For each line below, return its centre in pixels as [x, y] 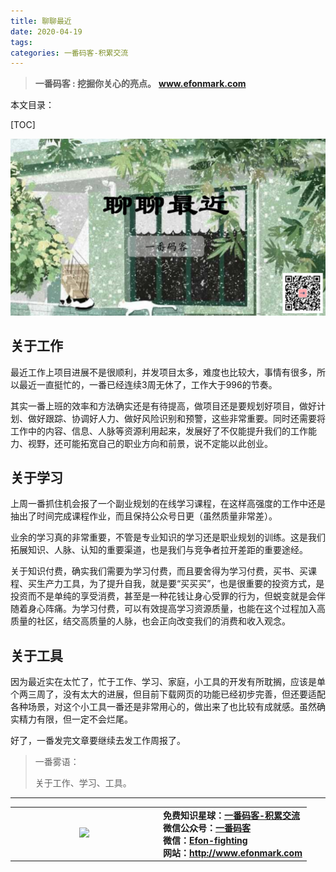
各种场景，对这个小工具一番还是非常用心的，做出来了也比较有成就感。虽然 [163, 707]
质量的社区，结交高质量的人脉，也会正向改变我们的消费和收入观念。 [150, 621]
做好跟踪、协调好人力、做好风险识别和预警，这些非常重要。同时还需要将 [176, 418]
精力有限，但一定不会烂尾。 [75, 719]
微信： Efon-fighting [205, 840]
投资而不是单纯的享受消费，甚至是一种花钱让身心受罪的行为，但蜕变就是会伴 [168, 596]
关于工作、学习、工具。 [83, 783]
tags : [21, 42]
